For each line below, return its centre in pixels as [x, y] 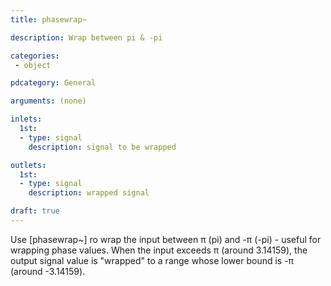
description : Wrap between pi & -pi [86, 37]
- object [33, 65]
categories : [35, 56]
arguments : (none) [48, 101]
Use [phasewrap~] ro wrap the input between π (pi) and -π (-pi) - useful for [166, 239]
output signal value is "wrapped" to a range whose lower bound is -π [152, 260]
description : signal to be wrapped [102, 147]
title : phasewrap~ [48, 19]
